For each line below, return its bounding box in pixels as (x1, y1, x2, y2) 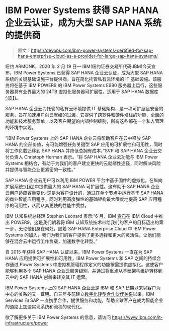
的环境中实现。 (5, 124, 36, 130)
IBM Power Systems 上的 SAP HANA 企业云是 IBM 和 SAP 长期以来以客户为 (5, 285, 161, 291)
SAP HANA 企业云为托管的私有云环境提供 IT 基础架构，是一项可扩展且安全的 (5, 105, 163, 111)
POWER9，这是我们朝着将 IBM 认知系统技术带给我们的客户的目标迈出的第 (11, 219, 163, 225)
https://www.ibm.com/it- (112, 314, 163, 320)
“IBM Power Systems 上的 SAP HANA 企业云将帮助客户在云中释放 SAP (5, 135, 151, 141)
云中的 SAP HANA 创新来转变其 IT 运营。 (5, 274, 90, 280)
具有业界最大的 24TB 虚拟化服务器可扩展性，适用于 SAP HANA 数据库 (14, 89, 159, 95)
